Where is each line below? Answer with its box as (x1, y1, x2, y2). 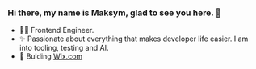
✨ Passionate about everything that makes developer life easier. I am (19, 34, 249, 43)
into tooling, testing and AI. (19, 43, 109, 53)
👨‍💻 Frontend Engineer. (19, 26, 94, 35)
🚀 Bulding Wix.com (19, 51, 83, 61)
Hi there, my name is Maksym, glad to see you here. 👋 (7, 7, 221, 18)
